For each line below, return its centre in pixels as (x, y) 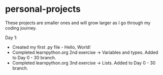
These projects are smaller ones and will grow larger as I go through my (78, 23)
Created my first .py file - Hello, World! (51, 47)
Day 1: (11, 37)
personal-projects (43, 9)
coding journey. (21, 28)
